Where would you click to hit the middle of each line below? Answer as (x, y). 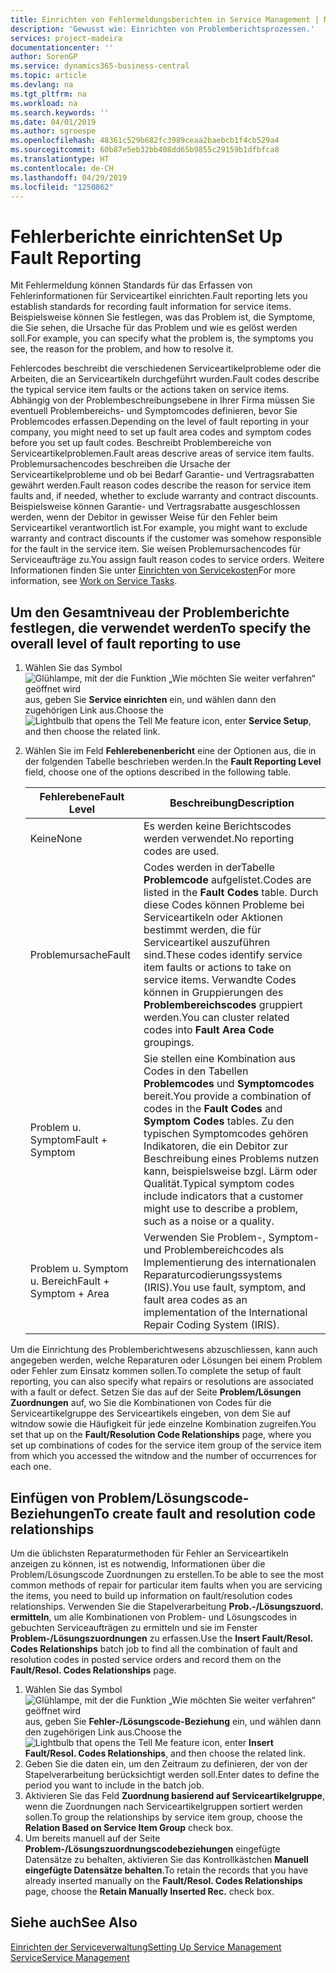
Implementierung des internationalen (230, 1263)
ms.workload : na (44, 103)
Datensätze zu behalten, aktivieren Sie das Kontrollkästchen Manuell (166, 1859)
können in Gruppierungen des (213, 993)
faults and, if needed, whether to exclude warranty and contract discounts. (164, 496)
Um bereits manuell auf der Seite (92, 1838)
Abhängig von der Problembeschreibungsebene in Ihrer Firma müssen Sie (162, 400)
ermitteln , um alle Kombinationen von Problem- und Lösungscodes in (154, 1617)
